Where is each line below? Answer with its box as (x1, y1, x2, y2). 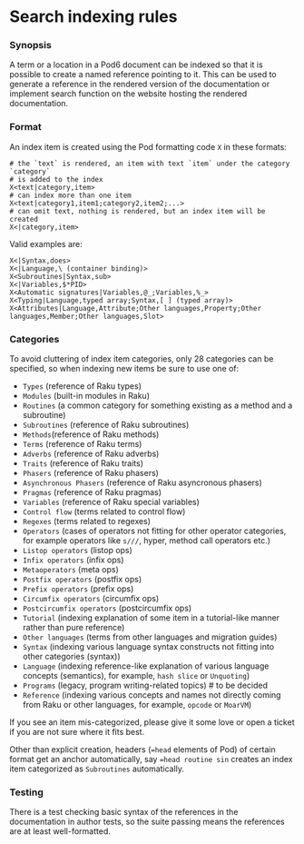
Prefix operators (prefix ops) (22, 583, 134, 594)
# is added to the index (9, 174, 103, 184)
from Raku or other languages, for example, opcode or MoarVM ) (22, 700, 252, 710)
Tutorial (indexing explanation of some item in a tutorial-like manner (22, 612, 279, 623)
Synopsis (9, 39, 52, 52)
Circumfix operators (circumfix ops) (22, 593, 160, 604)
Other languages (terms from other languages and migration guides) (22, 631, 278, 642)
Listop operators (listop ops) (22, 545, 133, 556)
